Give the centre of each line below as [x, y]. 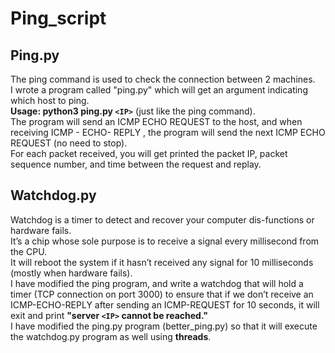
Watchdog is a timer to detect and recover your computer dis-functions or [162, 219]
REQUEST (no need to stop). [69, 143]
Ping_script [58, 18]
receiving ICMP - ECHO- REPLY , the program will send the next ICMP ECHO [168, 132]
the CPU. [29, 251]
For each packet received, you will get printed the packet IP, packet [149, 153]
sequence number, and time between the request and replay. [136, 164]
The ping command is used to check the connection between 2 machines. [163, 79]
